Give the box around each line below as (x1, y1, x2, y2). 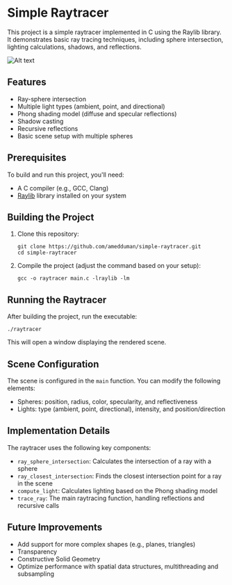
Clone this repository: (17, 230, 79, 238)
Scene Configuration (7, 358, 99, 370)
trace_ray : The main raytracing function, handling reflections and (17, 494, 205, 502)
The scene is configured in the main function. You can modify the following (7, 377, 221, 385)
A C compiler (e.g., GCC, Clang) (17, 184, 109, 192)
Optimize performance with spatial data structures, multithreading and (17, 562, 219, 570)
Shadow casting (17, 117, 64, 125)
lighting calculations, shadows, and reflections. (7, 42, 142, 51)
